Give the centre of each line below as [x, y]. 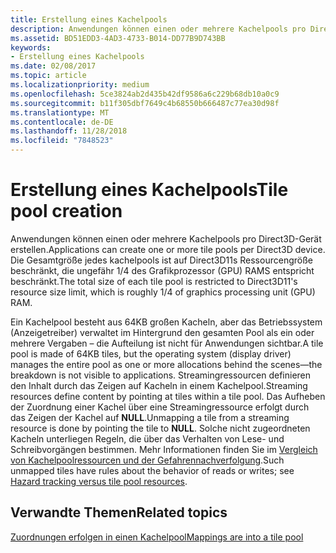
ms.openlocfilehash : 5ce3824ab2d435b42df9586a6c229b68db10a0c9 [145, 94]
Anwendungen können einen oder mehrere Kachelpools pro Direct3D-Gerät [166, 238]
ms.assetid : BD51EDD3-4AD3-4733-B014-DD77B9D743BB [118, 38]
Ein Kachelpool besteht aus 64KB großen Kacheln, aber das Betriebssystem [166, 322]
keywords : [31, 47]
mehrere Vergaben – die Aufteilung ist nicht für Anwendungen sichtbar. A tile [167, 343]
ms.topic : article [48, 76]
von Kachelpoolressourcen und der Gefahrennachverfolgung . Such [147, 460]
